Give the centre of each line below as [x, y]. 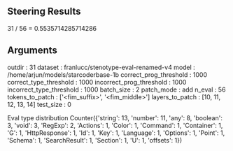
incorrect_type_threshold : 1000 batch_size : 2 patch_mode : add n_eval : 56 [116, 89]
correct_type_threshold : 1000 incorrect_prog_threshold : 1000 [97, 82]
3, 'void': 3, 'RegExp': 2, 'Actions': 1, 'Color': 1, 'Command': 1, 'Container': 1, [115, 125]
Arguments [33, 51]
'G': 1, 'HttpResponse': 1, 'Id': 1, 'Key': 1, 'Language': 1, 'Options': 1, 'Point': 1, [116, 133]
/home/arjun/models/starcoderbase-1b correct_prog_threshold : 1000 [107, 74]
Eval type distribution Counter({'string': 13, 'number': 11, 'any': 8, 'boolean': [115, 117]
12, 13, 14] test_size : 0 [40, 104]
